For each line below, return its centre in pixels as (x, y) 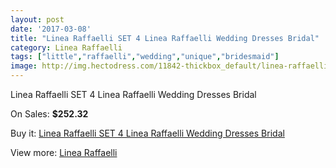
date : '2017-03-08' (51, 29)
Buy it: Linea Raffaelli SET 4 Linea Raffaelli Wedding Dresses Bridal (147, 133)
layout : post (37, 19)
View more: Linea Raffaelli (64, 152)
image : (24, 66)
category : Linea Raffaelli (66, 47)
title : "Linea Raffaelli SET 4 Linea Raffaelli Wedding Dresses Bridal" (165, 38)
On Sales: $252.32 (49, 114)
